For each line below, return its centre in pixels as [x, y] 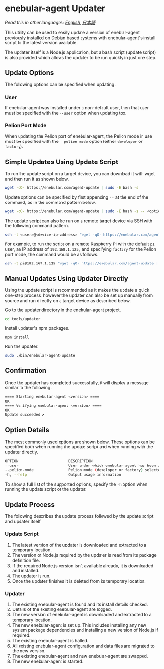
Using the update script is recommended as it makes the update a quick [77, 290]
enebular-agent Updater [55, 9]
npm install [17, 337]
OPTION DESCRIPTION [49, 461]
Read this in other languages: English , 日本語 [50, 22]
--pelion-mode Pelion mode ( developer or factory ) [74, 470]
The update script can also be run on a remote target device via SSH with [79, 221]
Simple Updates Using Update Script [62, 162]
